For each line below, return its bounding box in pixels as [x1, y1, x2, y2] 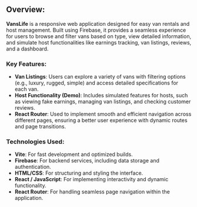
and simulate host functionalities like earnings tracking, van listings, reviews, [6, 39, 192, 46]
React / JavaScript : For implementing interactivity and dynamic [14, 176, 169, 183]
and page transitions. [14, 123, 66, 130]
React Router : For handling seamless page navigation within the [14, 188, 171, 195]
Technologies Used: [6, 138, 65, 146]
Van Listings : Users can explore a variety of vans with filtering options [14, 73, 186, 80]
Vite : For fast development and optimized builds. [14, 151, 133, 158]
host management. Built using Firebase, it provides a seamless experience [6, 26, 186, 33]
